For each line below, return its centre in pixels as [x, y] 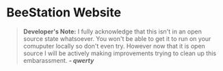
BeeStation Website [64, 13]
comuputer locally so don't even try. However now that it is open [114, 46]
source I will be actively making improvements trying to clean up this [120, 53]
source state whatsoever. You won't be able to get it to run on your [117, 38]
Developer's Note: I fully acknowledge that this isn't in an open [113, 31]
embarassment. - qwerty [58, 60]
